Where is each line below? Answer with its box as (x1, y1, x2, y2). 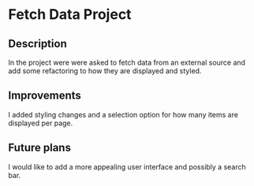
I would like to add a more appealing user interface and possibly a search (8, 162, 246, 171)
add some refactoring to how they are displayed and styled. (8, 66, 202, 76)
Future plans (8, 141, 71, 154)
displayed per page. (8, 118, 73, 128)
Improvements (8, 89, 81, 102)
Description (8, 37, 67, 50)
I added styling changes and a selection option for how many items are (8, 110, 239, 119)
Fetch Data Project (8, 6, 132, 24)
